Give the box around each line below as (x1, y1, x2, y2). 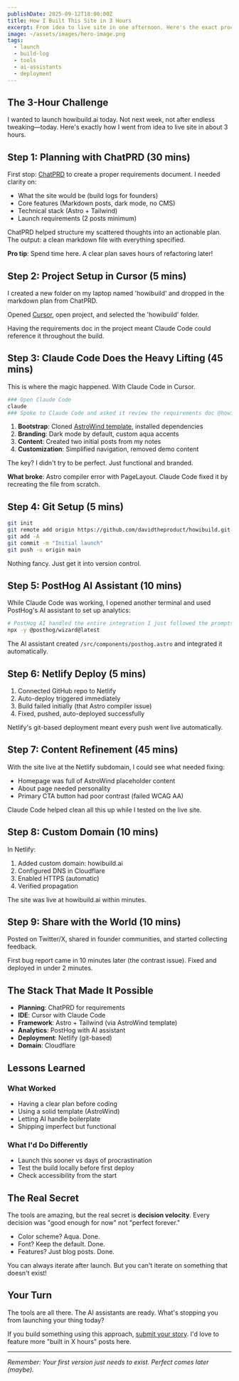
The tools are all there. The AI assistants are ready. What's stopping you (7, 1308, 218, 1317)
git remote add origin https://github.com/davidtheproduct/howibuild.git (7, 527, 231, 534)
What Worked (7, 1083, 56, 1093)
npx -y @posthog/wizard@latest (7, 626, 100, 634)
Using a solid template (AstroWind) (17, 1107, 120, 1115)
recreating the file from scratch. (7, 480, 101, 489)
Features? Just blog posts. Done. (17, 1247, 115, 1256)
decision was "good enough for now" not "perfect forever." (7, 1218, 180, 1226)
